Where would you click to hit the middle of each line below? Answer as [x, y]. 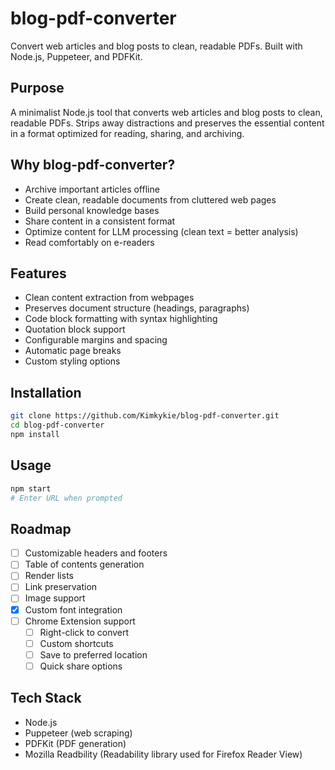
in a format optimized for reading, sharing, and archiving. [127, 133]
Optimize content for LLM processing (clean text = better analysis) [161, 231]
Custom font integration [73, 609]
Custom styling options [72, 361]
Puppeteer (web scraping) [78, 733]
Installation [46, 392]
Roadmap [41, 528]
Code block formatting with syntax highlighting [121, 319]
